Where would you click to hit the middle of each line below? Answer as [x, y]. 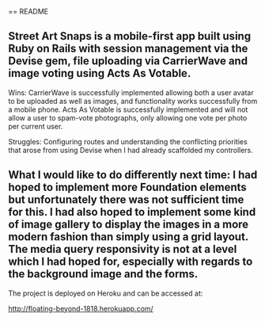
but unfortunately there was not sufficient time [126, 200]
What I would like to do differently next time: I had [133, 175]
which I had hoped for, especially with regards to [131, 262]
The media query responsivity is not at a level [123, 249]
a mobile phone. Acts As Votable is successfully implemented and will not [128, 109]
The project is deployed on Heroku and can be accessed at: [106, 293]
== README [28, 11]
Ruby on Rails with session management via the [128, 49]
